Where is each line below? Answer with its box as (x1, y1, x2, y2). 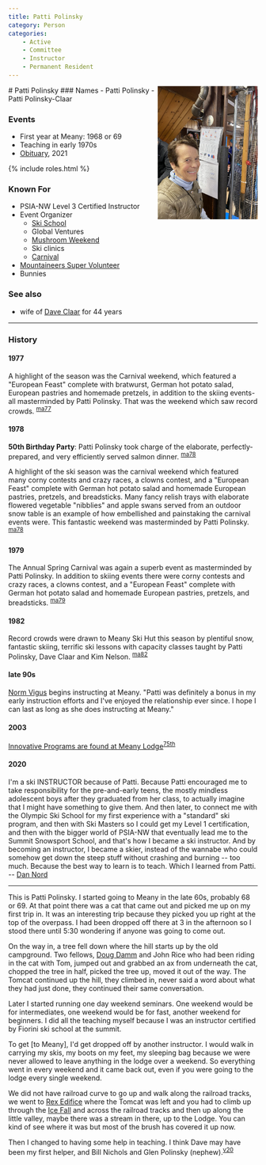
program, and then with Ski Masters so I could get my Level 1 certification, (8, 820, 250, 829)
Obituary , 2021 (19, 149, 68, 158)
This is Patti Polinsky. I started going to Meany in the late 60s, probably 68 (8, 893, 251, 902)
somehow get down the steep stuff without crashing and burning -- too (8, 853, 241, 862)
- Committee (22, 46, 62, 55)
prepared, (8, 451, 41, 461)
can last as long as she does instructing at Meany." (8, 704, 174, 714)
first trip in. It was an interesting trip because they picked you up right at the (8, 909, 256, 919)
